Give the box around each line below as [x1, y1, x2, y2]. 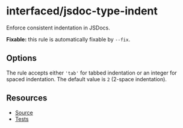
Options [6, 53, 37, 64]
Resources [6, 93, 48, 103]
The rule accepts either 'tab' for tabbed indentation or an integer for [6, 69, 178, 76]
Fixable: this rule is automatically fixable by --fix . [6, 35, 131, 43]
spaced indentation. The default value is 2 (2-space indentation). [6, 75, 167, 82]
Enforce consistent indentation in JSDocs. [6, 24, 110, 31]
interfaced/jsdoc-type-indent [6, 4, 158, 18]
